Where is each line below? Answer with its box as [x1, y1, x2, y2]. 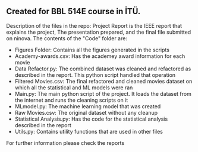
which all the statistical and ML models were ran [14, 84, 133, 91]
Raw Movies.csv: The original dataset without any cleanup [14, 109, 158, 116]
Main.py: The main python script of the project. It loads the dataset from [14, 90, 191, 97]
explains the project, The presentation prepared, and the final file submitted [6, 28, 191, 35]
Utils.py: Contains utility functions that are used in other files [14, 128, 164, 135]
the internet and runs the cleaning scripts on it [14, 96, 128, 104]
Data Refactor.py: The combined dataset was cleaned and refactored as [14, 65, 191, 72]
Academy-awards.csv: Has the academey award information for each [14, 52, 186, 60]
